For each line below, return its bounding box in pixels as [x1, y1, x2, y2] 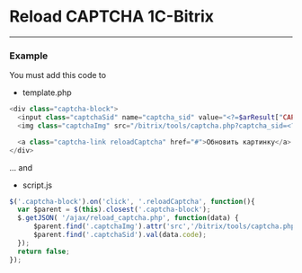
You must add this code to [9, 70, 106, 81]
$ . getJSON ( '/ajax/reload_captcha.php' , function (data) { [17, 214, 240, 223]
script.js [22, 180, 52, 190]
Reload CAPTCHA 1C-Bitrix [9, 6, 214, 27]
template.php [22, 87, 72, 98]
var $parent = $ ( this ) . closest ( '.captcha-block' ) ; [17, 205, 211, 215]
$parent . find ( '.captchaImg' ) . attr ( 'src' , [32, 222, 191, 231]
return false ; [17, 247, 70, 256]
